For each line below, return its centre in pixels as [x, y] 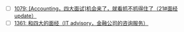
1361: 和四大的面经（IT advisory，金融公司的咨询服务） [81, 23]
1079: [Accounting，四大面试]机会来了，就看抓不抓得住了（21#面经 [96, 8]
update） [25, 16]
